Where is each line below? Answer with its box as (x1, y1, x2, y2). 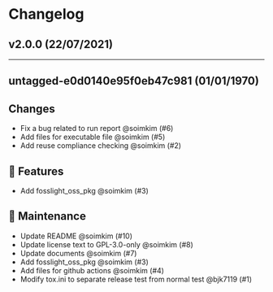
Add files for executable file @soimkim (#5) (19, 132, 166, 142)
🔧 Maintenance (8, 209, 87, 224)
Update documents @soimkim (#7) (19, 248, 137, 258)
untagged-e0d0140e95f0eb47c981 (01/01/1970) (8, 74, 260, 88)
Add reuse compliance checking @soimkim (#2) (19, 141, 181, 150)
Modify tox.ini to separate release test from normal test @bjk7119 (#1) (19, 274, 253, 284)
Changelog (8, 5, 84, 24)
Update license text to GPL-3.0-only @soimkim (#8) (19, 239, 193, 249)
